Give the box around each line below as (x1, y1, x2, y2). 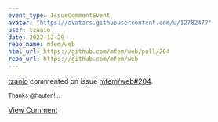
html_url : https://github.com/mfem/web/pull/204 (8, 48, 170, 56)
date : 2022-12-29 (8, 33, 65, 41)
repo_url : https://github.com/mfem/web (8, 56, 139, 63)
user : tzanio (8, 26, 51, 34)
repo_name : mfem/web (8, 41, 76, 48)
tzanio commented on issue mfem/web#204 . (8, 76, 154, 86)
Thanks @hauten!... (8, 91, 61, 99)
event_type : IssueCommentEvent (8, 11, 111, 20)
